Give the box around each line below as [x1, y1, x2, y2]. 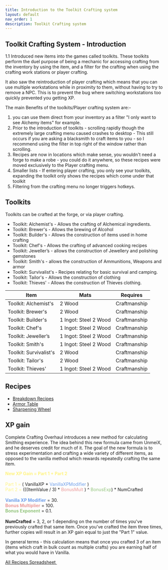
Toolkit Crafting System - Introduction [5, 40, 126, 48]
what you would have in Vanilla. [5, 549, 70, 555]
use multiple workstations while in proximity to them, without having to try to [5, 84, 163, 90]
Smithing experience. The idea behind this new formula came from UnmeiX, [5, 439, 162, 445]
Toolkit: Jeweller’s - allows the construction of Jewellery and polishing [12, 248, 158, 254]
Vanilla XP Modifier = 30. [5, 497, 59, 503]
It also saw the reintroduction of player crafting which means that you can [5, 79, 158, 85]
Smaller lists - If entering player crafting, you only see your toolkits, [12, 167, 151, 173]
